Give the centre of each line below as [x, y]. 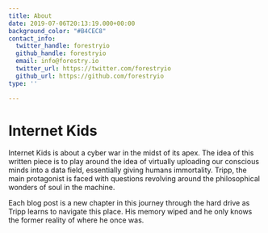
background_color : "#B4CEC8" [57, 31]
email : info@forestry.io [57, 61]
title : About [30, 16]
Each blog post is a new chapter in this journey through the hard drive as [129, 203]
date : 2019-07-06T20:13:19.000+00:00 [72, 23]
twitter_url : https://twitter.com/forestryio [94, 69]
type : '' [23, 83]
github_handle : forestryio [61, 53]
